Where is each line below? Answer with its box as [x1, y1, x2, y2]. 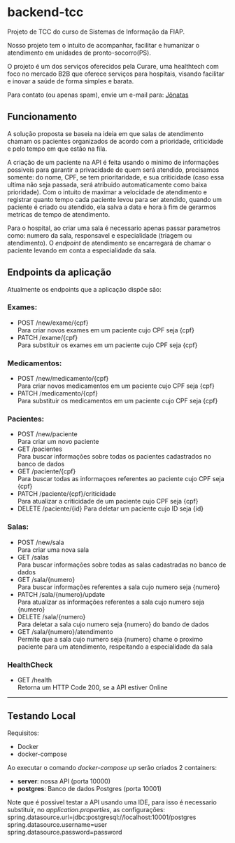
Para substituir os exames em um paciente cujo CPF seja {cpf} [17, 341, 198, 349]
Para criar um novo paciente [17, 438, 99, 446]
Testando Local [7, 710, 76, 722]
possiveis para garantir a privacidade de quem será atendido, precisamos [7, 166, 220, 174]
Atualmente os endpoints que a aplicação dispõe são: [7, 285, 162, 293]
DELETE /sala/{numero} [17, 612, 86, 621]
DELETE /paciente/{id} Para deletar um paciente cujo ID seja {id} [17, 504, 204, 513]
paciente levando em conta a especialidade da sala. [7, 246, 157, 255]
